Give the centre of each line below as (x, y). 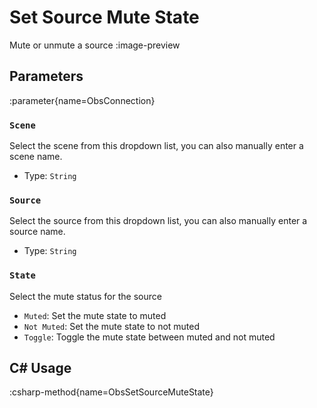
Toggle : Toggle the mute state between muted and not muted (149, 337)
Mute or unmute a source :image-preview (95, 45)
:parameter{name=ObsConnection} (82, 100)
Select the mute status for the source (85, 296)
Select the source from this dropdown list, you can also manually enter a (158, 221)
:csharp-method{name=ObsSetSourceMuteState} (111, 392)
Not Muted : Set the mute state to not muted (112, 326)
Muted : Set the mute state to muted (95, 315)
